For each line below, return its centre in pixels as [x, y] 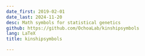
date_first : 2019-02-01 [36, 11]
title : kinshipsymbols [34, 39]
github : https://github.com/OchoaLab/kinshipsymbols [73, 28]
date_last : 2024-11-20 [34, 17]
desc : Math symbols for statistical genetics [63, 22]
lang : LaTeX [21, 34]
